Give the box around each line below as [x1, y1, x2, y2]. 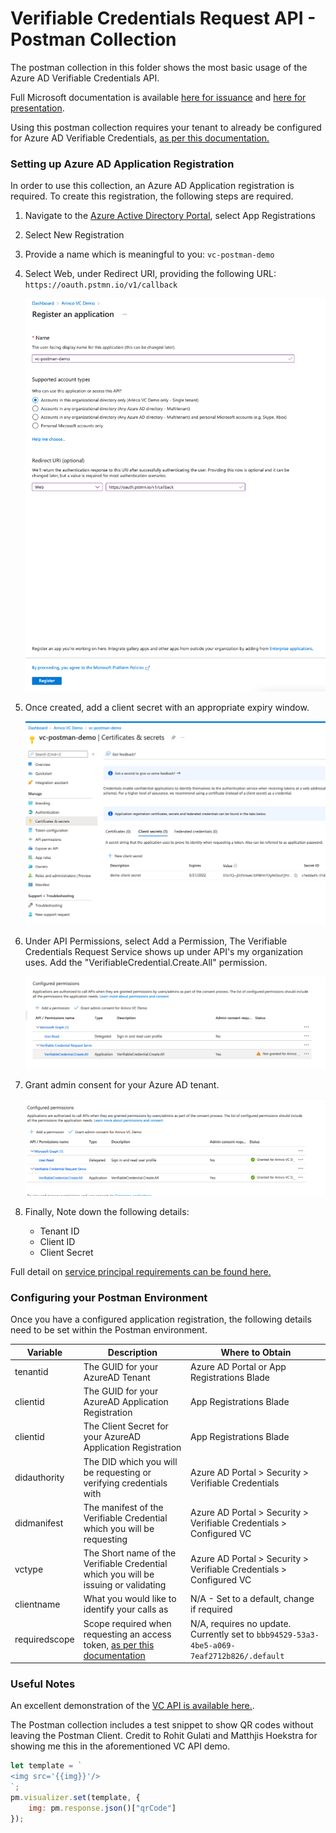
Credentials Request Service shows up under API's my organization [24, 945, 304, 957]
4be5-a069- [190, 1640, 236, 1651]
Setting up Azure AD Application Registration [10, 157, 235, 171]
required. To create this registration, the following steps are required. [10, 190, 294, 202]
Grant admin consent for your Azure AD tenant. [24, 1078, 220, 1091]
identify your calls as [83, 1603, 169, 1616]
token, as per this [83, 1638, 155, 1651]
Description [107, 1346, 158, 1358]
